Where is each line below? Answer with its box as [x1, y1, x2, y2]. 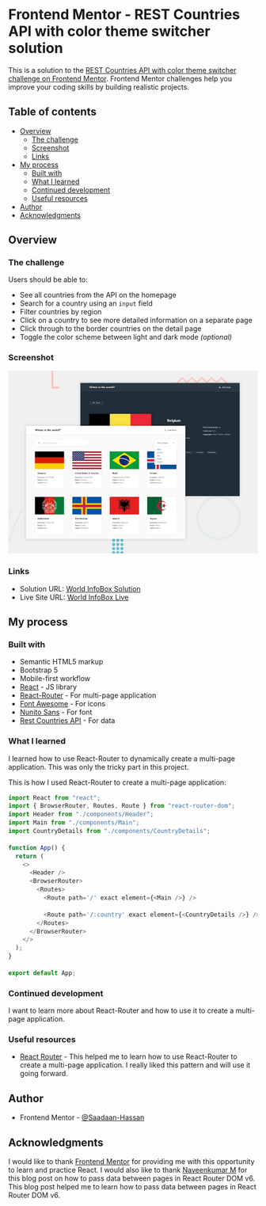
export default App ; [8, 968, 77, 977]
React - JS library [19, 683, 78, 692]
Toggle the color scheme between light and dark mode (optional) [19, 333, 232, 342]
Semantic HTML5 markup [19, 657, 104, 667]
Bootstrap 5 [19, 665, 59, 675]
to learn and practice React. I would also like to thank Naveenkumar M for [8, 1166, 248, 1175]
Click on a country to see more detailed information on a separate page [19, 315, 253, 325]
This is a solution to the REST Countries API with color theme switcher [8, 65, 237, 74]
